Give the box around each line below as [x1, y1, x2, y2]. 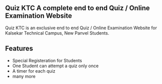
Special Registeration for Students [12, 57, 82, 63]
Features [5, 44, 33, 53]
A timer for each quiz [12, 68, 55, 74]
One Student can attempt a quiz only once [12, 63, 99, 69]
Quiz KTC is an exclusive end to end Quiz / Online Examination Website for [5, 25, 158, 31]
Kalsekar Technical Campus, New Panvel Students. [5, 30, 109, 36]
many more [12, 73, 36, 79]
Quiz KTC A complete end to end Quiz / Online [5, 4, 150, 12]
